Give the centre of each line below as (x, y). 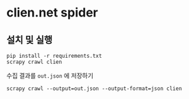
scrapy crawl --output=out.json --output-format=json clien (94, 89)
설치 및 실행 (30, 40)
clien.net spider (52, 13)
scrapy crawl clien (34, 62)
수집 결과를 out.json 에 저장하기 (50, 76)
